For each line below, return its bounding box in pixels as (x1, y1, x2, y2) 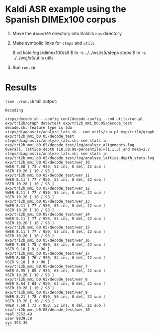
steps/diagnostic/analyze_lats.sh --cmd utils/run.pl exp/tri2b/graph (5, 129, 155, 134)
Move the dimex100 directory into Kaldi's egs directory (12, 30, 122, 36)
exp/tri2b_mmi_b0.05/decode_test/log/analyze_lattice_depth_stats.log (5, 155, 155, 161)
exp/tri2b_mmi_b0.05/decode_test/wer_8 (5, 276, 88, 282)
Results (5, 82, 37, 93)
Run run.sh (12, 64, 36, 70)
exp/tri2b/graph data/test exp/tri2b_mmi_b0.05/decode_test (5, 120, 133, 126)
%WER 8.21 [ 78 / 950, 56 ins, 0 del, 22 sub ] (5, 294, 106, 299)
